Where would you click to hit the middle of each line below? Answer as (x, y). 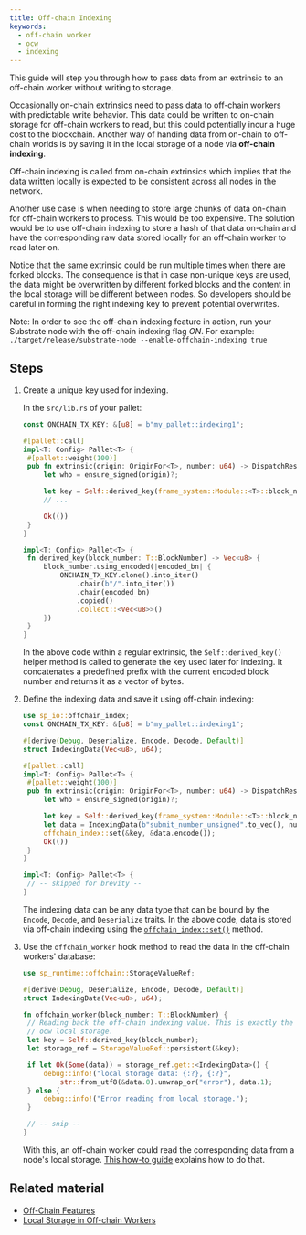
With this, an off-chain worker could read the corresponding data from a (158, 1150)
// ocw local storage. (70, 1032)
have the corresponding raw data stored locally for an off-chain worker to (148, 237)
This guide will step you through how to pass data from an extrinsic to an (147, 78)
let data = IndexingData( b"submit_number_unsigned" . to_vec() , (164, 824)
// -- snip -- (54, 1124)
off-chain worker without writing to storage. (91, 88)
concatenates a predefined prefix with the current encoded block (146, 671)
